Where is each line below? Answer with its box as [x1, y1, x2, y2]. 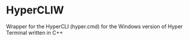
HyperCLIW [6, 4, 65, 17]
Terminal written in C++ [6, 29, 63, 36]
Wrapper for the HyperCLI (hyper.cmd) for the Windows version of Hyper [6, 23, 183, 30]
